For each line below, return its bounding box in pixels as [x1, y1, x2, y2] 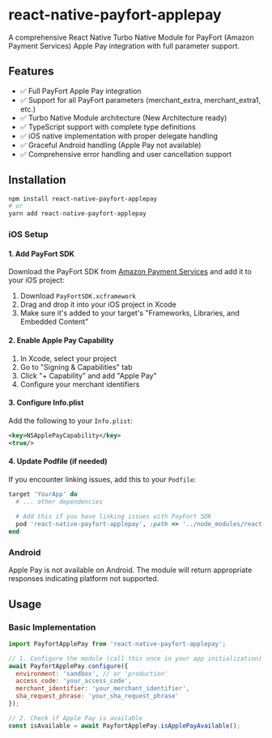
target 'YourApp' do [8, 490, 79, 498]
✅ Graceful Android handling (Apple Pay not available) [19, 140, 202, 150]
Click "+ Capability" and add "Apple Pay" [19, 371, 158, 380]
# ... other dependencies [15, 498, 104, 506]
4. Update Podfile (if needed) [8, 456, 108, 466]
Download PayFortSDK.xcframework [19, 291, 136, 301]
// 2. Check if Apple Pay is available [8, 714, 143, 722]
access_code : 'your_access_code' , [15, 677, 132, 685]
